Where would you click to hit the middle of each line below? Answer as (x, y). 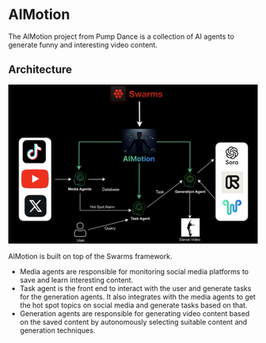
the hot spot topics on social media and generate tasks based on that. (133, 305)
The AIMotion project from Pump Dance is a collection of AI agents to (122, 36)
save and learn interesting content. (76, 280)
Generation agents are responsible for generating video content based (135, 314)
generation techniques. (57, 330)
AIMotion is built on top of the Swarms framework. (90, 256)
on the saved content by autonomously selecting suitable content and (133, 322)
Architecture (40, 70)
